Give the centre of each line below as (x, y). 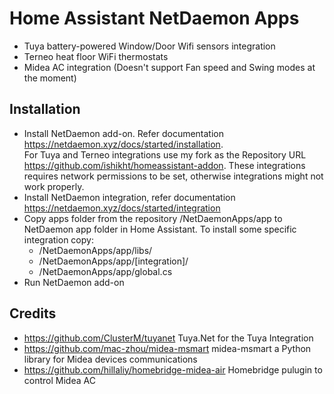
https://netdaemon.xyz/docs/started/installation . (123, 144)
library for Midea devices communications (110, 359)
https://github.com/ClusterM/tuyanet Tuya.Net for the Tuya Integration (168, 338)
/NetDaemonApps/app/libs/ (95, 250)
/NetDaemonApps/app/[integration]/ (113, 261)
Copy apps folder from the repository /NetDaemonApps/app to (153, 218)
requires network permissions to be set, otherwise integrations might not (173, 176)
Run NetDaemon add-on (74, 282)
